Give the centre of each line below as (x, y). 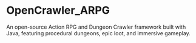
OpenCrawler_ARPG (58, 10)
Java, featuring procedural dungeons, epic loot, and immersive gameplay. (99, 33)
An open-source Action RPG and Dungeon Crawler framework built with (96, 27)
